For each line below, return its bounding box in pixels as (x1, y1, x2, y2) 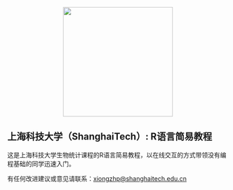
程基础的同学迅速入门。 (7, 159, 75, 168)
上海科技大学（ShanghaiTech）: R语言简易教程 (7, 130, 213, 143)
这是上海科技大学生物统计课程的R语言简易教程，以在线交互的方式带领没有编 (7, 151, 227, 159)
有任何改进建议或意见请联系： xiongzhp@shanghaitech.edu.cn (7, 174, 187, 182)
